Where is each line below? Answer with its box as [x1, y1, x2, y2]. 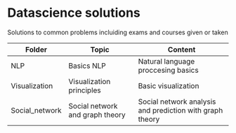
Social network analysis [138, 97, 216, 106]
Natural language [138, 56, 195, 66]
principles [68, 85, 102, 95]
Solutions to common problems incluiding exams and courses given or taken [7, 28, 228, 36]
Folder [25, 44, 48, 54]
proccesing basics [138, 65, 199, 75]
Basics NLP [68, 61, 107, 71]
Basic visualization [138, 80, 199, 90]
